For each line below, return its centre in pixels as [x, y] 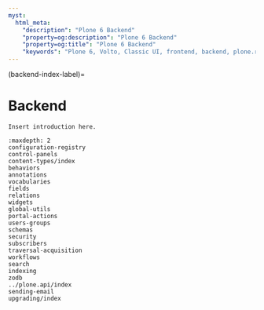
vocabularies [29, 181]
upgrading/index [35, 298]
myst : [17, 15]
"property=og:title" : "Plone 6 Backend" [89, 45]
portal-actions [33, 216]
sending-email [31, 291]
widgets [21, 202]
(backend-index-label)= [47, 74]
